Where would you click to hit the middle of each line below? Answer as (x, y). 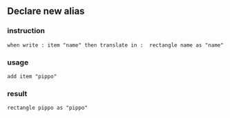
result (17, 93)
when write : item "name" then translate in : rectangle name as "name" (116, 45)
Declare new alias (46, 11)
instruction (26, 31)
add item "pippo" (32, 76)
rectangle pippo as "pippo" (48, 108)
